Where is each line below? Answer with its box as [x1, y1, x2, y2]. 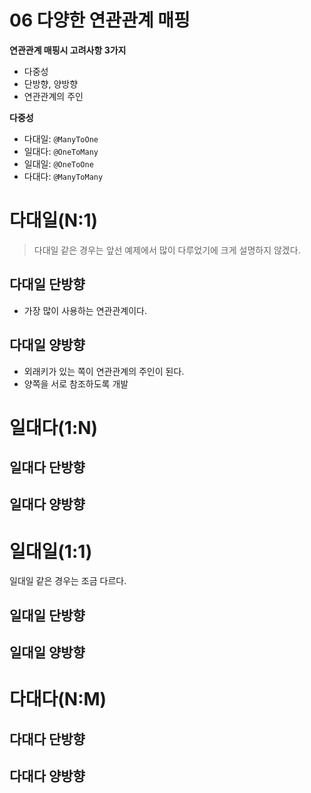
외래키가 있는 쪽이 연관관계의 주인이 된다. [23, 365, 185, 377]
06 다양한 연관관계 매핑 [9, 9, 191, 32]
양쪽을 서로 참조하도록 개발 [23, 377, 129, 390]
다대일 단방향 [9, 276, 86, 293]
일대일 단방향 [9, 607, 86, 624]
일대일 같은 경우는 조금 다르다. [9, 575, 127, 587]
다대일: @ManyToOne [23, 132, 99, 145]
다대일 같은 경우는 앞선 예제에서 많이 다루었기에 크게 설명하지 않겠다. [33, 244, 301, 256]
